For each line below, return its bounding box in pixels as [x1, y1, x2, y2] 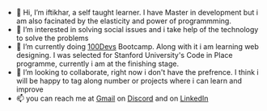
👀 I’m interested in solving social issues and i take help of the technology [15, 25, 259, 34]
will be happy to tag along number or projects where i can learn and [15, 76, 243, 85]
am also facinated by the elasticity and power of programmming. [15, 16, 232, 26]
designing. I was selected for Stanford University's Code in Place [15, 51, 233, 60]
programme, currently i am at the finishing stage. [15, 59, 180, 68]
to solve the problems [15, 33, 89, 43]
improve [15, 84, 44, 94]
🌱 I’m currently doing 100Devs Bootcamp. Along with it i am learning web [15, 42, 259, 51]
